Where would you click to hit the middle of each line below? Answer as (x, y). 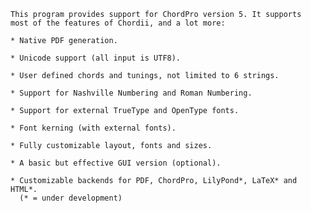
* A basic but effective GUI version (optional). (116, 163)
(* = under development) (71, 198)
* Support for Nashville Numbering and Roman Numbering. (131, 93)
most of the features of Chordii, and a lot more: (118, 23)
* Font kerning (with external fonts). (93, 128)
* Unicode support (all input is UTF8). (96, 58)
